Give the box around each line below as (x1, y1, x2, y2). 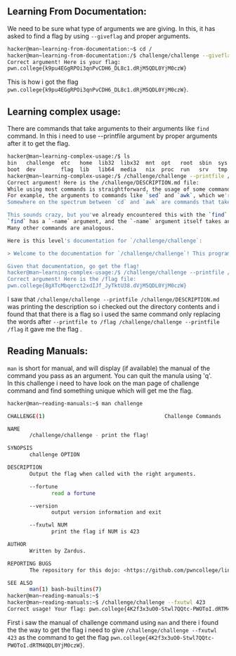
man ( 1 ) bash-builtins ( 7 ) (29, 586, 102, 593)
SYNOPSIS (7, 445, 33, 452)
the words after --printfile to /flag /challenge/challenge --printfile (7, 317, 220, 326)
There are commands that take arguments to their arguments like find (7, 125, 209, 133)
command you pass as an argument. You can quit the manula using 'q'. (7, 371, 212, 379)
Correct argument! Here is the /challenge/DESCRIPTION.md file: (7, 179, 199, 186)
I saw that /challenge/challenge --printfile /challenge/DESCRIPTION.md (7, 295, 220, 303)
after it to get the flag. (7, 139, 70, 148)
